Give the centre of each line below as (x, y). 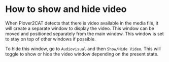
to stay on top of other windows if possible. (50, 39)
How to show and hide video (66, 9)
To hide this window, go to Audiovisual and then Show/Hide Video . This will (83, 48)
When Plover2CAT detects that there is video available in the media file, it (82, 23)
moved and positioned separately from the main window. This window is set (84, 33)
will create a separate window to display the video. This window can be (80, 28)
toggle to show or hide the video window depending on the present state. (82, 54)
